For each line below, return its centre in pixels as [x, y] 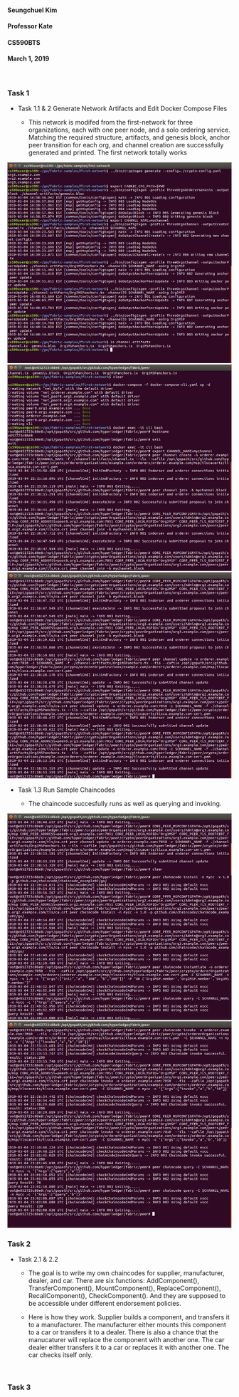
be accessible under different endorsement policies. [105, 1303]
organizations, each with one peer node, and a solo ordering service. [129, 130]
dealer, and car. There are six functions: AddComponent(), [114, 1281]
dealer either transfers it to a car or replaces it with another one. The [129, 1347]
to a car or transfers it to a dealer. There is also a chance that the [123, 1332]
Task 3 [19, 1387]
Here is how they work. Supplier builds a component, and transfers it [129, 1317]
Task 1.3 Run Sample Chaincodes [66, 790]
